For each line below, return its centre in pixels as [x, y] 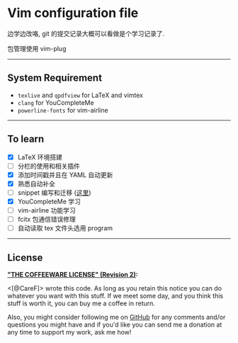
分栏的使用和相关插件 [49, 166]
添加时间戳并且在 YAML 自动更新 [65, 174]
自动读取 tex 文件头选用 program [65, 228]
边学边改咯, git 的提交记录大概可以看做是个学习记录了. [86, 33]
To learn [26, 139]
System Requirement [55, 78]
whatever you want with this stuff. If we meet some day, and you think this [115, 296]
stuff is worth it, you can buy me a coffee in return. [81, 303]
